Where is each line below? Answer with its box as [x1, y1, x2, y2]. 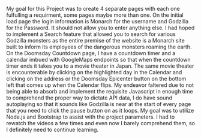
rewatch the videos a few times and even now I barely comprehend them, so [6, 120, 195, 126]
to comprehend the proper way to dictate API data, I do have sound [6, 94, 173, 101]
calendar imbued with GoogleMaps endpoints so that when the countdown [6, 56, 191, 63]
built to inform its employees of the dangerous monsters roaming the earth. [6, 43, 192, 50]
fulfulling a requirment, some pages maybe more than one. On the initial [6, 11, 184, 19]
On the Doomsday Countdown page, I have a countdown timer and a [6, 50, 176, 56]
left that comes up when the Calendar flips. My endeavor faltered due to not [6, 81, 194, 89]
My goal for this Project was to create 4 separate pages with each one [6, 5, 180, 12]
